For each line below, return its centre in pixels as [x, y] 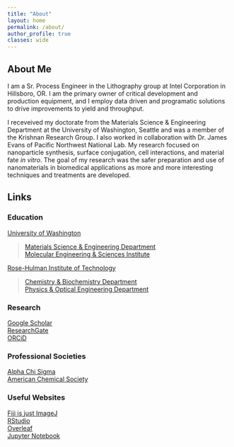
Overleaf [20, 428]
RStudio [19, 420]
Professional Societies [47, 356]
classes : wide [28, 40]
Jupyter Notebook [34, 436]
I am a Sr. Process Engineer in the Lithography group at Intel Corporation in [117, 86]
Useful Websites [36, 397]
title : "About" [30, 14]
